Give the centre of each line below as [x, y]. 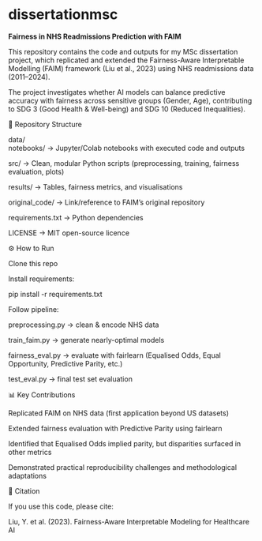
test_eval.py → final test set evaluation [70, 379]
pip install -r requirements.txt [55, 294]
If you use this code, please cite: [61, 506]
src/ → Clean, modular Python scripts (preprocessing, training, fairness [124, 163]
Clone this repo [33, 263]
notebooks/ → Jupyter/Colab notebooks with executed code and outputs [127, 148]
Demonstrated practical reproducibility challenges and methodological [123, 467]
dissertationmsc [63, 15]
